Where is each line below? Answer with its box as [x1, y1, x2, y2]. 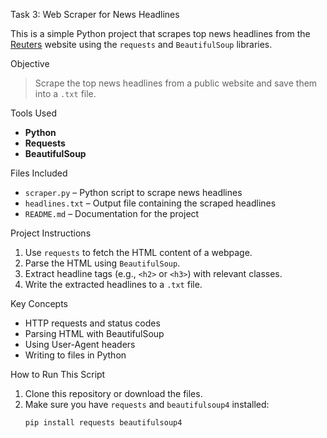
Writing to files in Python [24, 349, 127, 361]
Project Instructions [10, 227, 92, 239]
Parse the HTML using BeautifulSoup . [24, 257, 181, 269]
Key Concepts [10, 298, 69, 309]
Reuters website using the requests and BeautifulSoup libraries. [10, 39, 273, 50]
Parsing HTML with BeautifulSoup [24, 328, 165, 339]
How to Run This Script [10, 369, 106, 380]
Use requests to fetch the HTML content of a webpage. [24, 247, 253, 258]
